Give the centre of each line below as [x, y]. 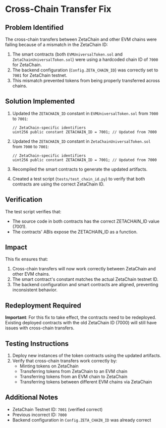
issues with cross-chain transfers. [40, 328]
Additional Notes [32, 397]
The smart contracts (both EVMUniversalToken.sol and [67, 54]
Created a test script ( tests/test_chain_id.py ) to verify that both [79, 179]
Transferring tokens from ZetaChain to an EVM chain [74, 371]
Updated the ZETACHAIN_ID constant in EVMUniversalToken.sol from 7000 [85, 113]
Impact [16, 247]
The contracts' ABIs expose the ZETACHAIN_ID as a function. [75, 232]
